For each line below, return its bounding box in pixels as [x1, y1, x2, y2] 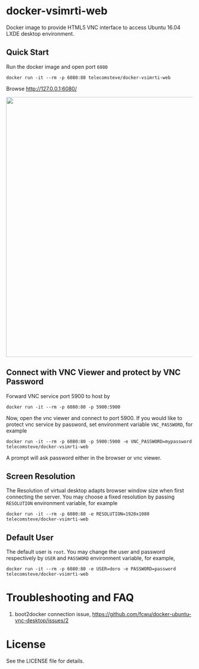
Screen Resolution [6, 471, 75, 481]
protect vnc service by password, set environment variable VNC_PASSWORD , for [6, 421, 193, 428]
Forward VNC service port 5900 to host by [6, 392, 111, 399]
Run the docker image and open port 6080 [6, 63, 108, 70]
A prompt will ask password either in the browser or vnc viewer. [6, 454, 162, 461]
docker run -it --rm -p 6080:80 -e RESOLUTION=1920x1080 [6, 511, 150, 517]
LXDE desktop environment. [6, 30, 75, 37]
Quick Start [6, 48, 49, 58]
